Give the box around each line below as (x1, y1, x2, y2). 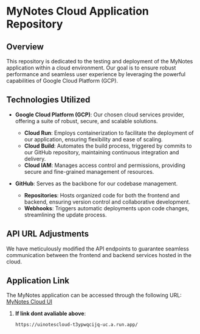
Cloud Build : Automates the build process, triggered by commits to (24, 142, 192, 149)
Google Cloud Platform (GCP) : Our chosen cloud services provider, (15, 111, 185, 118)
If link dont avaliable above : (15, 310, 86, 318)
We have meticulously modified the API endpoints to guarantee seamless (6, 245, 190, 252)
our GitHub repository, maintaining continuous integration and (24, 148, 179, 156)
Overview (6, 41, 44, 52)
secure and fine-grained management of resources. (24, 168, 154, 175)
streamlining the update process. (24, 211, 108, 218)
